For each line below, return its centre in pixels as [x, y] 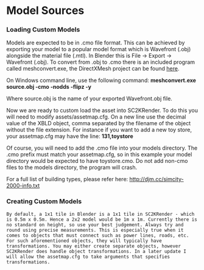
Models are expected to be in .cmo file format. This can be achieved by [96, 43]
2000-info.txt [23, 185]
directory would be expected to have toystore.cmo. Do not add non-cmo [97, 161]
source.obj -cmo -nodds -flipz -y [49, 87]
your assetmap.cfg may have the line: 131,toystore [70, 136]
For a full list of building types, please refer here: [67, 179]
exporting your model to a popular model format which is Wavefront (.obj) [99, 49]
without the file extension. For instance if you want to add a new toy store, [99, 130]
